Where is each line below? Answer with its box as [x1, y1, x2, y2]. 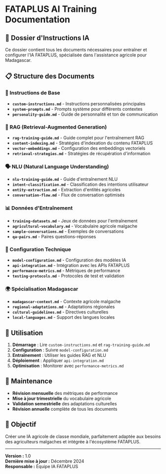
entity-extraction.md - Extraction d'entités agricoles [12, 187, 121, 193]
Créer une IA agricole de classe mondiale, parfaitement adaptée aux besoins [5, 433, 161, 439]
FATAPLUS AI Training [5, 3, 97, 15]
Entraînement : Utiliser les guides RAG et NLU [12, 352, 106, 358]
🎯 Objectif [5, 420, 37, 429]
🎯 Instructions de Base [5, 89, 60, 96]
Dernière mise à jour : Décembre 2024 [5, 458, 84, 464]
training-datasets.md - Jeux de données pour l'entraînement [12, 217, 138, 223]
